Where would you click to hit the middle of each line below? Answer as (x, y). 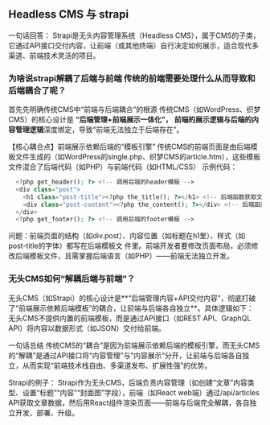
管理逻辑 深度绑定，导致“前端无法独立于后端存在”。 (99, 130)
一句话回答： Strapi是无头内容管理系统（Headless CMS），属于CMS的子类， (134, 35)
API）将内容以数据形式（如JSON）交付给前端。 (87, 328)
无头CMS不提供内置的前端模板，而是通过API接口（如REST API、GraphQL (130, 318)
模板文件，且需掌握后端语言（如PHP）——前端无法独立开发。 (132, 256)
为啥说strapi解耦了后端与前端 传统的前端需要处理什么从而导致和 (132, 78)
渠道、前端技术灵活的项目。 (54, 56)
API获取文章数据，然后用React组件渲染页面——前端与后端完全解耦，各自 (129, 402)
